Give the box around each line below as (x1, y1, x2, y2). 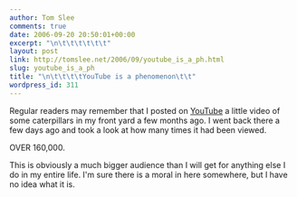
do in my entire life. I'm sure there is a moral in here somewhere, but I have (9, 169, 288, 180)
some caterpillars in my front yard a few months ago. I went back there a (9, 115, 281, 126)
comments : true (9, 22, 67, 31)
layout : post (9, 47, 59, 56)
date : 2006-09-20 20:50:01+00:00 (9, 30, 136, 39)
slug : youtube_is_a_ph (9, 64, 95, 73)
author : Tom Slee (9, 13, 75, 23)
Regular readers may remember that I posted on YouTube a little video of (9, 105, 281, 116)
